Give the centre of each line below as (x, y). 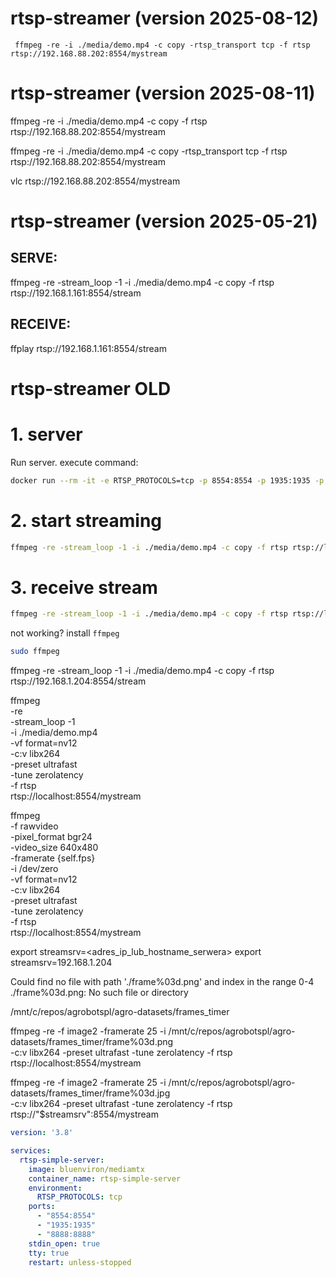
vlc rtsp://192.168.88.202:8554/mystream (95, 181)
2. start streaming (86, 520)
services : (31, 1151)
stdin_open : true (64, 1243)
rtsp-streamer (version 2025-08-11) (163, 93)
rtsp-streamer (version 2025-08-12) (165, 18)
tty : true (49, 1253)
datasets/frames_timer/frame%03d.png (92, 1042)
